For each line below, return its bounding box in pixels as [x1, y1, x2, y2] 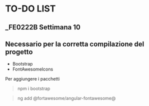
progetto [5, 47, 33, 56]
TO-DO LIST [5, 3, 56, 14]
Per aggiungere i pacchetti [5, 76, 60, 82]
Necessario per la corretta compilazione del [5, 39, 144, 48]
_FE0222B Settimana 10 [5, 23, 81, 31]
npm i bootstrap [17, 85, 50, 91]
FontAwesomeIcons [12, 66, 53, 72]
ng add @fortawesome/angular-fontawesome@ [17, 95, 116, 101]
